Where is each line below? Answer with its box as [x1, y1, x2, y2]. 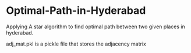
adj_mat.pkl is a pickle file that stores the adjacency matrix [6, 40, 147, 47]
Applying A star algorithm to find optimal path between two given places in [6, 23, 185, 30]
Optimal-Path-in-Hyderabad [6, 4, 146, 17]
